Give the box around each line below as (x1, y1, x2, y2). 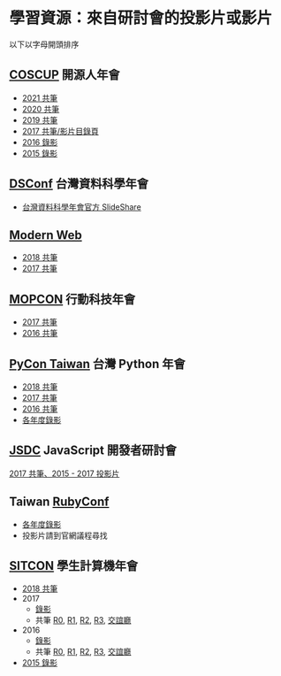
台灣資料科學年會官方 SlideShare (21, 201, 141, 212)
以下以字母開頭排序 (9, 39, 80, 50)
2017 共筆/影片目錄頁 (21, 126, 99, 136)
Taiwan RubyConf (9, 495, 110, 510)
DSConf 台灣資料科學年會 (9, 176, 148, 191)
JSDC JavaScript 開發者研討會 (9, 443, 177, 458)
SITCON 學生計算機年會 (9, 558, 139, 573)
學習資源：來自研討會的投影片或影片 (9, 8, 273, 28)
